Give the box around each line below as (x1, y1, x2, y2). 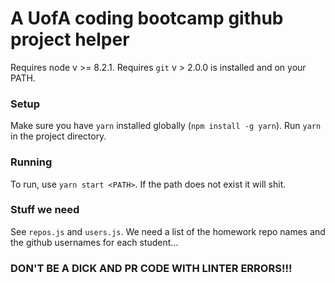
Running (10, 155, 53, 169)
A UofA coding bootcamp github (10, 7, 284, 30)
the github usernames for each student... (10, 236, 179, 248)
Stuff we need (10, 203, 80, 217)
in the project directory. (10, 130, 107, 142)
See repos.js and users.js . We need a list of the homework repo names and (10, 225, 326, 237)
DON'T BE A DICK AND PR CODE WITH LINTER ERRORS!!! (10, 261, 293, 275)
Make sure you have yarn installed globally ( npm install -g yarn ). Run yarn (10, 120, 322, 132)
